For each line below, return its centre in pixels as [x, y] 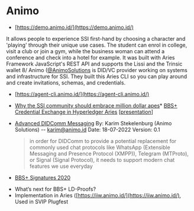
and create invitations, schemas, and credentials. [66, 82]
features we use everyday [61, 166]
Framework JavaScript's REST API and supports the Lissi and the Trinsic [94, 64]
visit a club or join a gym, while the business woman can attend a [85, 51]
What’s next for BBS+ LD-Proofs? [55, 189]
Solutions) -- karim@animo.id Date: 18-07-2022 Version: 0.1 [87, 129]
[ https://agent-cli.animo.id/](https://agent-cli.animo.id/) [82, 94]
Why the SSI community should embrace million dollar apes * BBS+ [96, 105]
